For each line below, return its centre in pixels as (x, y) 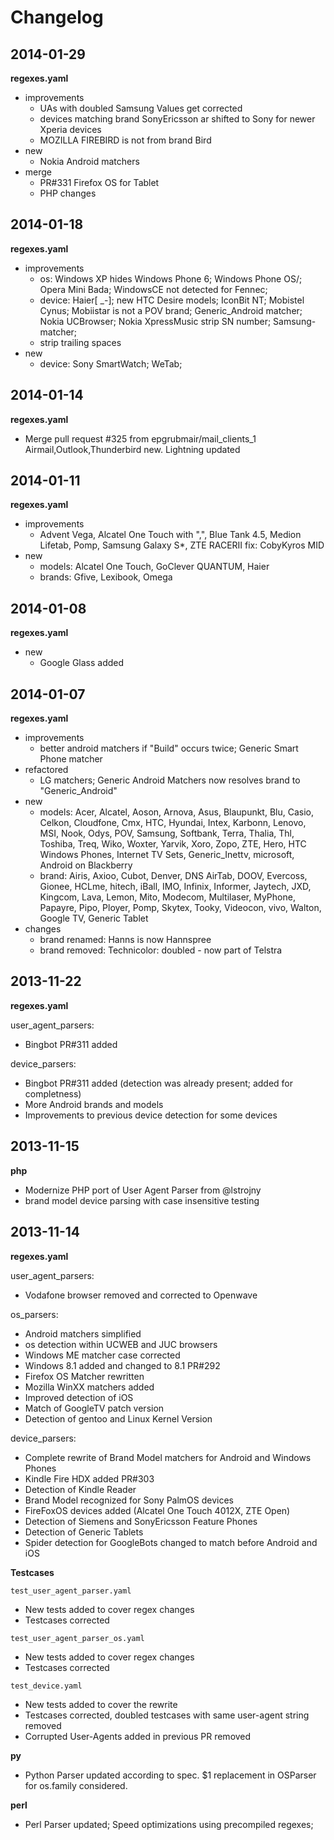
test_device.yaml (46, 1686)
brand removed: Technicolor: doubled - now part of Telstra (161, 950)
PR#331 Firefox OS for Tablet (99, 182)
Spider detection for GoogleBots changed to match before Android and (171, 1542)
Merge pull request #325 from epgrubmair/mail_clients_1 (140, 438)
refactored (46, 770)
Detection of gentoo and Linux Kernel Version (118, 1418)
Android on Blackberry (86, 865)
